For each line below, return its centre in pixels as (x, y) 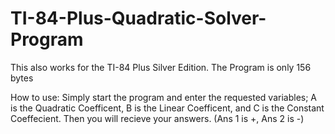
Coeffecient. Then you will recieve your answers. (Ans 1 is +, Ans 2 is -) (157, 118)
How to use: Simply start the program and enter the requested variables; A (163, 97)
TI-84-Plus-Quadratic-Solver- (138, 18)
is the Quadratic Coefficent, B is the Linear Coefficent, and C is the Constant (167, 108)
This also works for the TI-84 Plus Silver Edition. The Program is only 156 (161, 67)
